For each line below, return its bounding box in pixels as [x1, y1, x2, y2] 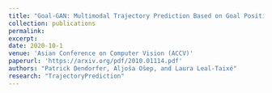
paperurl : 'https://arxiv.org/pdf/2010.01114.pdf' [8, 57, 183, 66]
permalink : [8, 27, 45, 35]
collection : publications [8, 19, 96, 27]
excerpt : [8, 34, 38, 43]
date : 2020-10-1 [8, 42, 63, 50]
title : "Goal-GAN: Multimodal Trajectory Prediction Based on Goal [8, 11, 241, 20]
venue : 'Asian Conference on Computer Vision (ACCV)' [8, 49, 194, 57]
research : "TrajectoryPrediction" [8, 72, 125, 80]
